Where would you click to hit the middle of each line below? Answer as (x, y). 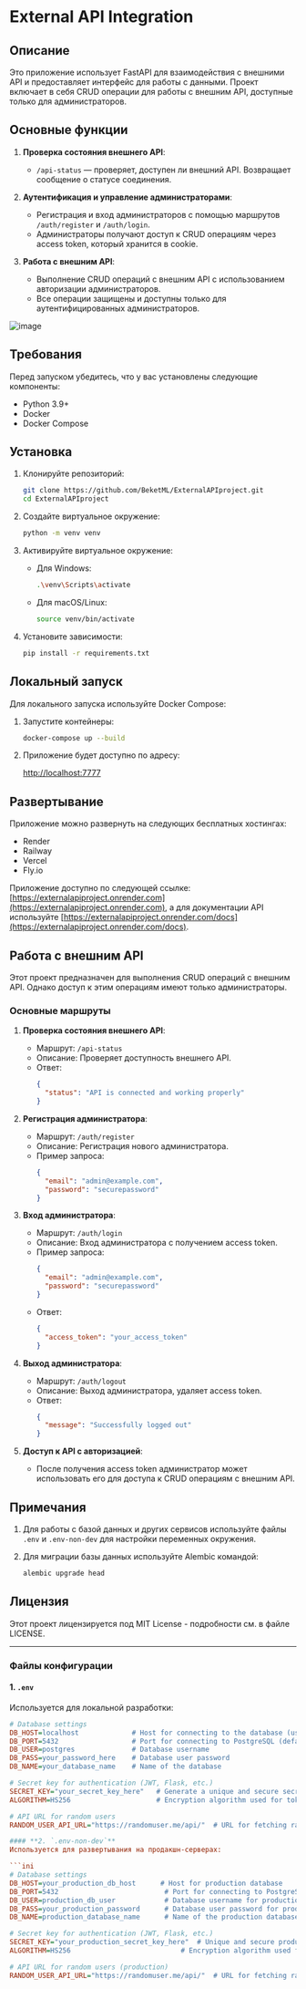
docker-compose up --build (74, 738)
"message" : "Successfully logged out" (118, 1425)
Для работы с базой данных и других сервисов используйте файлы (154, 1528)
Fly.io (33, 870)
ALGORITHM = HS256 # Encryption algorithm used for (146, 1800)
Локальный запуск (66, 682)
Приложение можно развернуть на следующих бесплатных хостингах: (148, 824)
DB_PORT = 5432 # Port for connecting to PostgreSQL (142, 1741)
